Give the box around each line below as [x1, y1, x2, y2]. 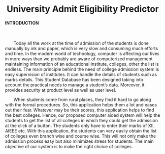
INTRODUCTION [5, 20, 39, 26]
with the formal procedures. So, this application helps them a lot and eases [5, 102, 157, 108]
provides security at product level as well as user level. [5, 87, 117, 93]
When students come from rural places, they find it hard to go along [13, 97, 151, 103]
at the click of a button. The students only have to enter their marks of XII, [5, 123, 155, 128]
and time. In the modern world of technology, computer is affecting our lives [5, 51, 160, 57]
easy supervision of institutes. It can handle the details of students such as [5, 72, 157, 77]
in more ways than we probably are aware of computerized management [5, 56, 153, 62]
